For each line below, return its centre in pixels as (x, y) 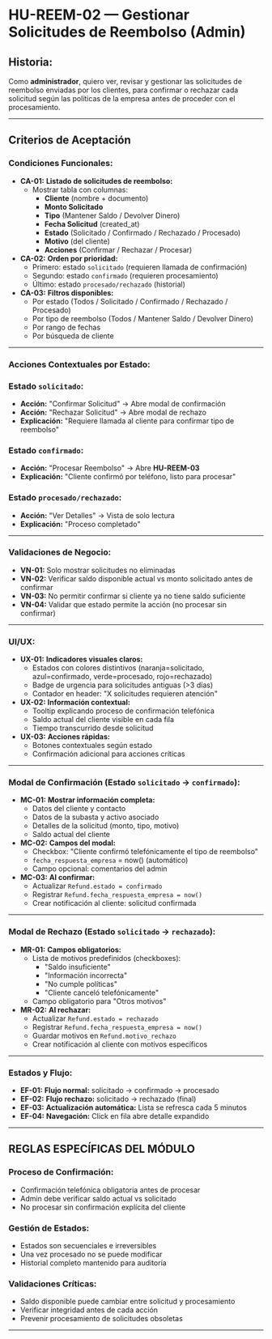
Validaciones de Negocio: (60, 552)
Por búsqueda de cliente (73, 336)
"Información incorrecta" (86, 975)
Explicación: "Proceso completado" (80, 524)
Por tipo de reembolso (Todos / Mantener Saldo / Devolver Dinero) (142, 318)
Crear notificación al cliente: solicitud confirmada (114, 903)
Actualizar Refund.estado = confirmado (97, 886)
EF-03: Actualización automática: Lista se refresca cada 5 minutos (133, 1107)
